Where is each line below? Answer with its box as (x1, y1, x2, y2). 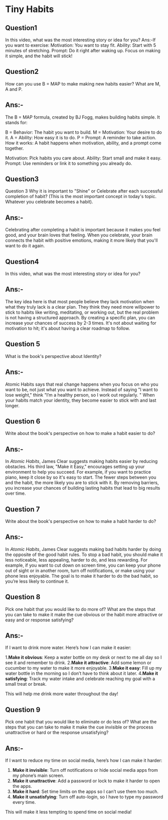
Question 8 (5, 593, 41, 601)
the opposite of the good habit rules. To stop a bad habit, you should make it (5, 552, 163, 558)
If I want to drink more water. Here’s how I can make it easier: (5, 645, 131, 651)
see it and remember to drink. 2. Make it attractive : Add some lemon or (5, 660, 152, 666)
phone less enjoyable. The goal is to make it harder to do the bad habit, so (5, 573, 158, 579)
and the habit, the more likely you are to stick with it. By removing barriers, (5, 480, 159, 486)
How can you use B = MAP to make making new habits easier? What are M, (5, 80, 161, 86)
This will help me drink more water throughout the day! (5, 691, 119, 697)
